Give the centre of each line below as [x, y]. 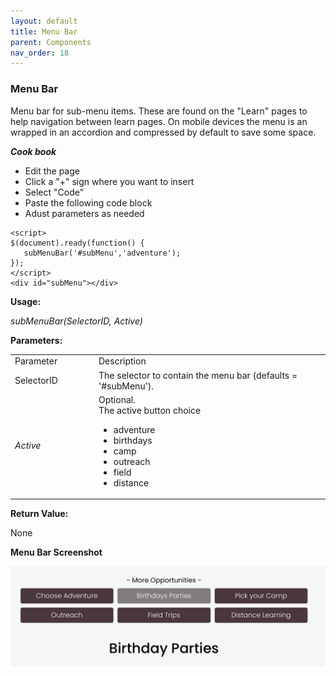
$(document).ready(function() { [77, 243]
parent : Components [51, 42]
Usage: [26, 301]
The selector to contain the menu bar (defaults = [198, 375]
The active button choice [150, 410]
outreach [132, 461]
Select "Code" [54, 192]
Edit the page [52, 171]
